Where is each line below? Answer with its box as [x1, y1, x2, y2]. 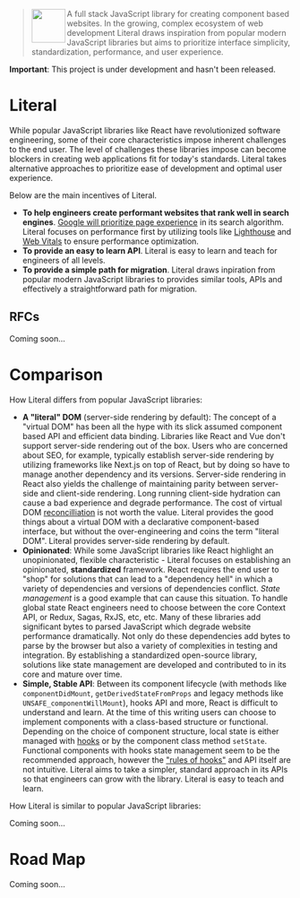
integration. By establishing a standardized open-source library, [21, 650, 258, 661]
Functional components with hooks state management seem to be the [21, 745, 280, 756]
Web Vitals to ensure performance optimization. [21, 236, 200, 246]
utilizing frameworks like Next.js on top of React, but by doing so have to [21, 459, 291, 470]
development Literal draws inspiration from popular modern [66, 28, 287, 38]
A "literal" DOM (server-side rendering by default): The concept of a [21, 411, 277, 422]
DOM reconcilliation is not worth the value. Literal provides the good [21, 506, 274, 517]
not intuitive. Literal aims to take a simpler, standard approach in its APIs [21, 764, 288, 774]
